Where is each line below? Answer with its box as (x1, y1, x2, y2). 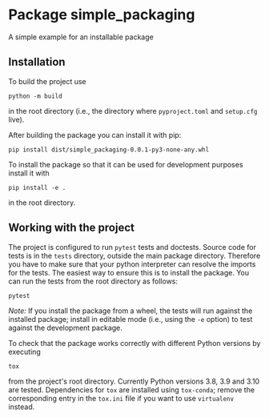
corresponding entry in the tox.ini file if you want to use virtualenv (8, 393, 235, 403)
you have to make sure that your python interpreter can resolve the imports (8, 259, 256, 269)
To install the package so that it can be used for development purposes (8, 159, 243, 169)
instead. (8, 402, 35, 412)
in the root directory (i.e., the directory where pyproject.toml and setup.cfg (8, 106, 258, 115)
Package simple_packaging (8, 6, 195, 24)
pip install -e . (8, 183, 66, 191)
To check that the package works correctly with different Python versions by (8, 338, 261, 348)
